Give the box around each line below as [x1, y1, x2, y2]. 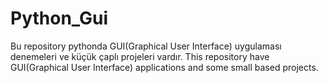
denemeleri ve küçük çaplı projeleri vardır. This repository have [10, 50, 270, 62]
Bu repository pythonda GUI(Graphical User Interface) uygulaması [10, 40, 282, 52]
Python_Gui [10, 7, 109, 30]
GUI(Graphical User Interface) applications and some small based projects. [10, 61, 319, 73]
